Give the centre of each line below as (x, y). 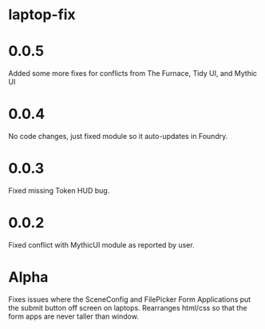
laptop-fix (42, 15)
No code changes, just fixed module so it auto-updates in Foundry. (118, 137)
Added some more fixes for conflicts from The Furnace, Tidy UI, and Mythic (133, 73)
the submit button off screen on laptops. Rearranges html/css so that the (128, 307)
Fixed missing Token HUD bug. (59, 190)
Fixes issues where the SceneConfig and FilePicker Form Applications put (130, 299)
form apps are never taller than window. (74, 316)
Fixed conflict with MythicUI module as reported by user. (101, 244)
